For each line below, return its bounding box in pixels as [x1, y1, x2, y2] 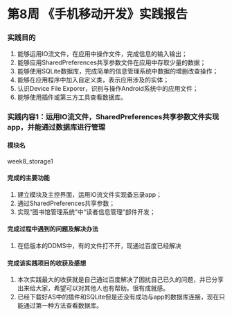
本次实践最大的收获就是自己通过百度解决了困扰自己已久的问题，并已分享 [17, 275, 224, 284]
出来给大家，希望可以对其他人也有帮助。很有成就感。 [17, 284, 170, 292]
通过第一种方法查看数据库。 [23, 301, 102, 310]
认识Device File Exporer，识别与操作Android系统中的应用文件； [17, 85, 199, 93]
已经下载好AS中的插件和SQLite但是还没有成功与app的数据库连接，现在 [17, 292, 220, 301]
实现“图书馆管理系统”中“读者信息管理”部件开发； [17, 207, 156, 216]
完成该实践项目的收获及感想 [7, 258, 87, 267]
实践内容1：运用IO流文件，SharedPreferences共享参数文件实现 [7, 112, 220, 122]
